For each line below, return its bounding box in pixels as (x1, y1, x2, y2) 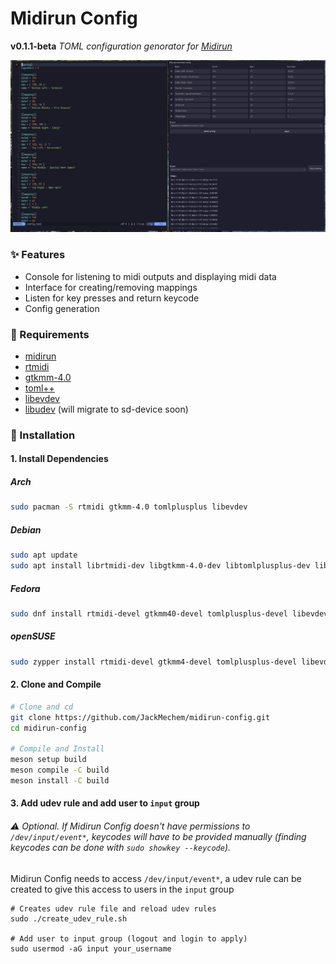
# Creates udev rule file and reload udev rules (10, 903, 217, 914)
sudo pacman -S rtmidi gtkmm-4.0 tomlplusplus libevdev (10, 502, 248, 512)
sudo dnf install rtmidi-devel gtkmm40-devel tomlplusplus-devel (10, 608, 288, 619)
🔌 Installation (10, 428, 76, 442)
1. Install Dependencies (10, 453, 109, 465)
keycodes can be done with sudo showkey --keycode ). (10, 842, 232, 854)
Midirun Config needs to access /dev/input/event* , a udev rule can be (10, 872, 302, 884)
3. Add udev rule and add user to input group (10, 797, 200, 809)
